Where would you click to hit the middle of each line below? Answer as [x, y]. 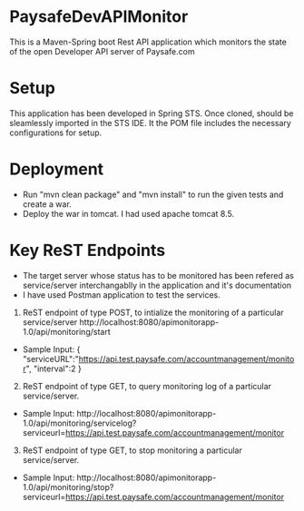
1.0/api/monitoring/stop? [68, 486]
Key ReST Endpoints [88, 251]
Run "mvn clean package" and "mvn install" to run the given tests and [153, 194]
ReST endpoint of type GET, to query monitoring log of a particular [147, 386]
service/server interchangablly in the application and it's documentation [157, 285]
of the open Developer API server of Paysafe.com [102, 51]
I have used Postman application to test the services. [121, 295]
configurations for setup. [56, 133]
